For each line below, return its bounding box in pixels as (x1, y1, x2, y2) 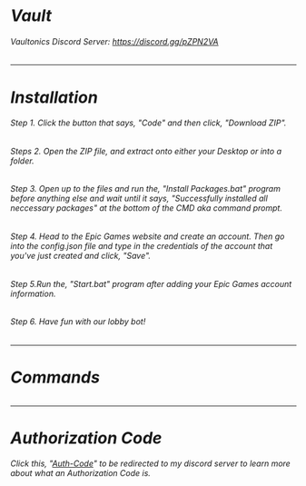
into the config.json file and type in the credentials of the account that (10, 241, 273, 251)
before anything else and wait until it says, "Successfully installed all (10, 193, 269, 204)
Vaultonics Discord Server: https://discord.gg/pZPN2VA (10, 35, 219, 46)
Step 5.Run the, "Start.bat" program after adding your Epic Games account (10, 278, 292, 289)
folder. (10, 155, 35, 166)
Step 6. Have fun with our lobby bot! (10, 316, 146, 327)
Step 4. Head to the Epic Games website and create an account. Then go (10, 231, 285, 242)
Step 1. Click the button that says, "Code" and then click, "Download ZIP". (10, 117, 287, 128)
